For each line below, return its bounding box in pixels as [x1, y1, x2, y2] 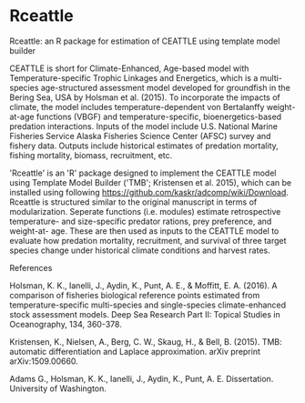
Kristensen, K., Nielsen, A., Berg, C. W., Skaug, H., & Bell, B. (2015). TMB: [9, 336, 282, 347]
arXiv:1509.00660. [9, 356, 79, 367]
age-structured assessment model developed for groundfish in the [40, 82, 291, 93]
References [9, 262, 53, 273]
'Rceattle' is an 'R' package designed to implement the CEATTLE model [9, 167, 277, 178]
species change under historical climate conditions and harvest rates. [9, 245, 270, 256]
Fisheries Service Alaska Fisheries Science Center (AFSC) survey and [9, 130, 271, 141]
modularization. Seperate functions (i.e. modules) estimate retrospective [9, 206, 281, 217]
